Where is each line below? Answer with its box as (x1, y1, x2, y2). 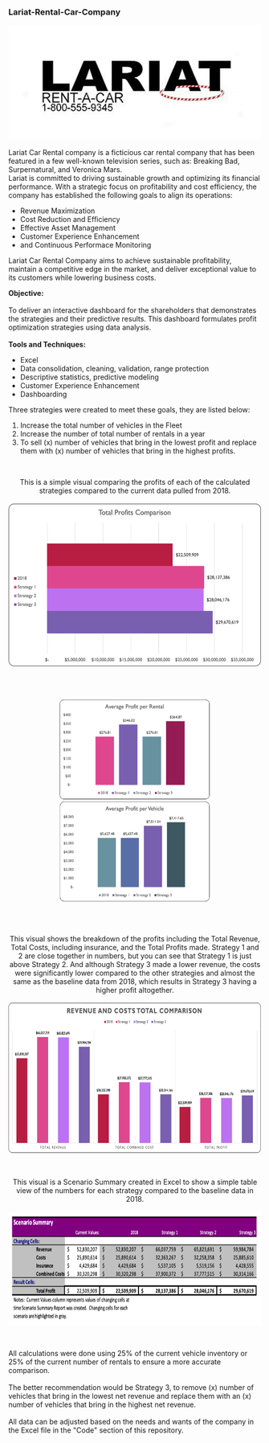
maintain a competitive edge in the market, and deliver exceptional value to (8, 264, 257, 274)
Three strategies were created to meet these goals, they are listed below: (8, 405, 251, 415)
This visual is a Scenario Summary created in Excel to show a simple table (12, 1177, 258, 1187)
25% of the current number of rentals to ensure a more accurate (8, 1357, 222, 1367)
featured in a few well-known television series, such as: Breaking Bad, (8, 156, 240, 166)
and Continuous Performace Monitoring (19, 240, 152, 250)
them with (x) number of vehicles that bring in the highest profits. (19, 446, 236, 456)
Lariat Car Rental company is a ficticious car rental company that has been (8, 148, 255, 158)
